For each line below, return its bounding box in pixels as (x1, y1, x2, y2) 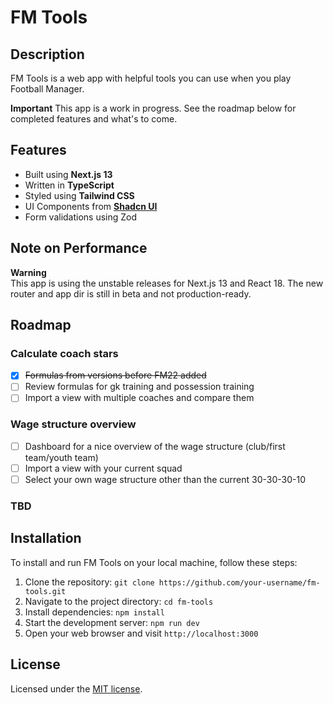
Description (10, 46, 85, 63)
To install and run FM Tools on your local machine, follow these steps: (10, 556, 298, 568)
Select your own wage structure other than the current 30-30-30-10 (24, 473, 307, 485)
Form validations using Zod (24, 211, 138, 223)
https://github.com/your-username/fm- (158, 577, 321, 588)
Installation (10, 530, 82, 547)
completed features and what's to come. (10, 113, 178, 125)
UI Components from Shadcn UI (24, 200, 158, 212)
